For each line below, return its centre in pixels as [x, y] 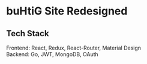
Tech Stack [28, 34]
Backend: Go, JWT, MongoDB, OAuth [52, 54]
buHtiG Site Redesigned [67, 11]
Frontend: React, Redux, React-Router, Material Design [74, 48]
